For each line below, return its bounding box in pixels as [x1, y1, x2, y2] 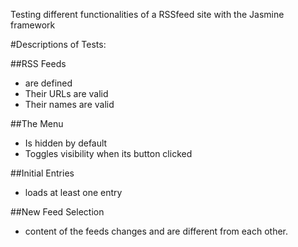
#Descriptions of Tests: [10, 39, 107, 50]
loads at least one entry [24, 187, 123, 198]
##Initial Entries [10, 167, 75, 179]
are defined [24, 77, 73, 89]
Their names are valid [24, 99, 115, 110]
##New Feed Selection [10, 206, 105, 218]
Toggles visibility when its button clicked [24, 148, 193, 159]
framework [10, 19, 56, 31]
